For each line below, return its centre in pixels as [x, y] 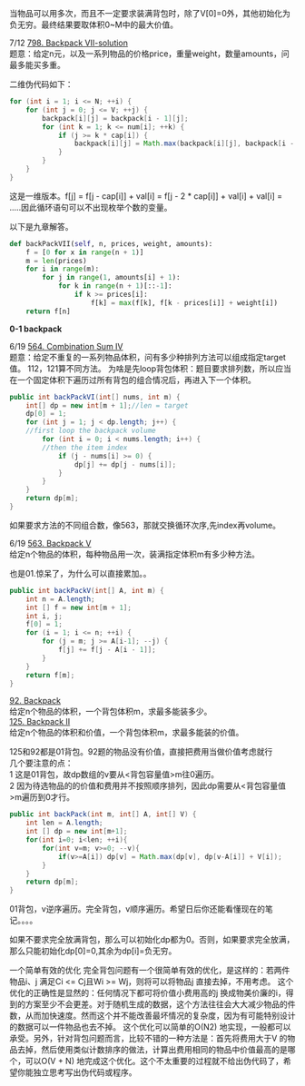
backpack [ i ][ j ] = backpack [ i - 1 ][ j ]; [115, 118]
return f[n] [48, 311]
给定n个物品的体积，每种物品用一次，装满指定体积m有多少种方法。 [135, 554]
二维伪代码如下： [41, 84]
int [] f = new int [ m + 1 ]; [79, 607]
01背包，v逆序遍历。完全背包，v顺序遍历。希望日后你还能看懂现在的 [138, 909]
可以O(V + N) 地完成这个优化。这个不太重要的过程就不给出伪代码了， [154, 1061]
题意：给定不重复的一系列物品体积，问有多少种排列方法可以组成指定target [148, 357]
